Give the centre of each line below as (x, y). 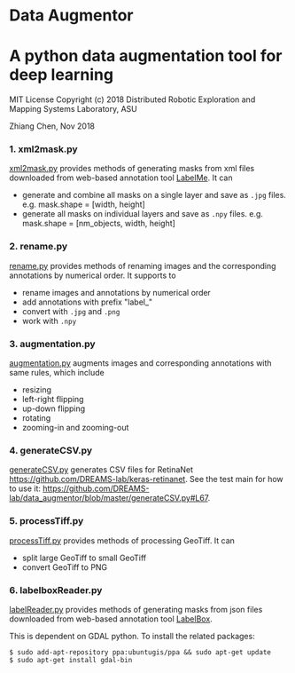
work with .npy (49, 321)
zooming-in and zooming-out (75, 428)
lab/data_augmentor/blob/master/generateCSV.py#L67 (109, 498)
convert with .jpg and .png (71, 311)
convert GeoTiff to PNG (65, 567)
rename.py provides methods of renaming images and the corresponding (143, 265)
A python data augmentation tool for (146, 56)
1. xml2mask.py (43, 149)
